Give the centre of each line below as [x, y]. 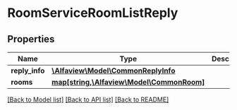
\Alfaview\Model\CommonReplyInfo [114, 71]
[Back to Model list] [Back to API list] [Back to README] [88, 99]
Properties [31, 39]
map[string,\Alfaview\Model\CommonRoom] [128, 82]
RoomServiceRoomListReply [93, 13]
